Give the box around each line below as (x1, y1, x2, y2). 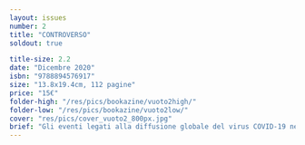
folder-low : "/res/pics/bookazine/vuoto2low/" (9, 105, 189, 114)
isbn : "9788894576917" (9, 72, 95, 82)
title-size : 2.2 (9, 55, 71, 64)
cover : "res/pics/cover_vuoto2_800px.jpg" (9, 114, 172, 123)
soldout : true (9, 38, 64, 48)
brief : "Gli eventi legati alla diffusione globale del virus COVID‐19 (9, 122, 286, 131)
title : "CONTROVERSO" (9, 30, 92, 39)
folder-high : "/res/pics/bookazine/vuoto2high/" (9, 97, 197, 106)
